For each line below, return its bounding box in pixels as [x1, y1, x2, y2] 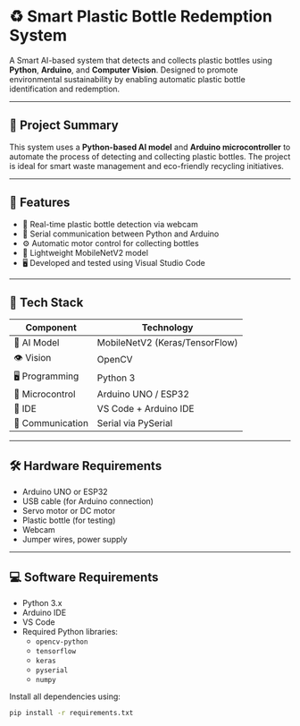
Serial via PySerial [96, 417, 173, 430]
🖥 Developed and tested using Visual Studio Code [21, 257, 205, 268]
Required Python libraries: [21, 627, 119, 636]
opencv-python [35, 637, 88, 646]
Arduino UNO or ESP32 [21, 486, 109, 498]
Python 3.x [21, 598, 62, 608]
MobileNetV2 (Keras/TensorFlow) [96, 337, 238, 349]
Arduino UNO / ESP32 [96, 388, 190, 400]
